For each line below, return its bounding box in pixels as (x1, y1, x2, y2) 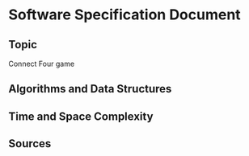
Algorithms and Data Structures (8, 82, 172, 96)
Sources (8, 137, 52, 150)
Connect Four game (8, 59, 75, 68)
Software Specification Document (8, 6, 241, 24)
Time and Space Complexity (8, 109, 154, 123)
